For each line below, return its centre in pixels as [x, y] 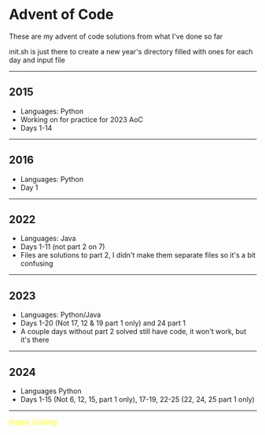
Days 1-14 [36, 128]
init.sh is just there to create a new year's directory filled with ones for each [131, 51]
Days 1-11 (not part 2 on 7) [63, 247]
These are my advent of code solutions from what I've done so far [116, 36]
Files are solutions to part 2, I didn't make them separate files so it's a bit [138, 255]
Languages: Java [48, 239]
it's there [35, 340]
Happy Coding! [33, 422]
